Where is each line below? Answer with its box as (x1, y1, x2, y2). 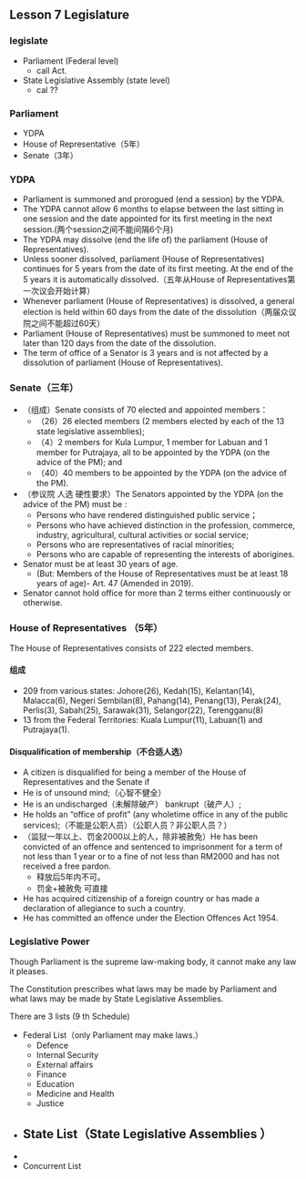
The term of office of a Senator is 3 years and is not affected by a (22, 348, 269, 359)
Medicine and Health (36, 1088, 115, 1099)
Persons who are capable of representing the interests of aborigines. (36, 548, 295, 559)
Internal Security (36, 1049, 99, 1060)
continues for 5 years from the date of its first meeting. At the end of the (22, 263, 294, 274)
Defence (36, 1040, 69, 1051)
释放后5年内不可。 (36, 871, 106, 882)
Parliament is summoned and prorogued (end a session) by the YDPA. (22, 194, 285, 205)
